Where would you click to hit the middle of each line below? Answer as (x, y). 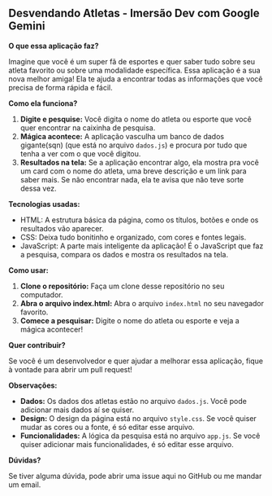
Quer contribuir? (37, 345)
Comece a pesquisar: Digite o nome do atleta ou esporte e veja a (130, 320)
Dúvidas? (25, 460)
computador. (41, 294)
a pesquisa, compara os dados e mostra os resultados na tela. (124, 254)
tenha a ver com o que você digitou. (80, 153)
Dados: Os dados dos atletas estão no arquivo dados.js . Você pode (134, 401)
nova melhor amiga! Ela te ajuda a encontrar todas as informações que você (136, 79)
